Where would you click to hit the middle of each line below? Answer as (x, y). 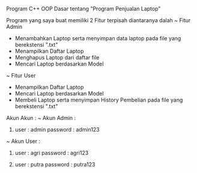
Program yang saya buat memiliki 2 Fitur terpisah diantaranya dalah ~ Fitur (98, 20)
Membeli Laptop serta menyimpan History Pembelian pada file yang (99, 100)
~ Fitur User (21, 75)
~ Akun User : (23, 141)
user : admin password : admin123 (57, 129)
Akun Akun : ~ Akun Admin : (41, 118)
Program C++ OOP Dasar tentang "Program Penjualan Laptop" (83, 9)
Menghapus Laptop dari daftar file (57, 57)
